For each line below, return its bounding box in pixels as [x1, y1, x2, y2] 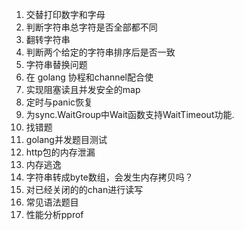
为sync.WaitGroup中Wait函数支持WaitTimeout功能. [25, 109, 235, 120]
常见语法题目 [25, 196, 79, 208]
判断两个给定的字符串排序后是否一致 [25, 46, 176, 58]
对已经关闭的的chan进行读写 [25, 184, 144, 195]
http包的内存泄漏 [25, 146, 96, 158]
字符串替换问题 [25, 59, 88, 70]
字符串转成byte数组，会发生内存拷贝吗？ [25, 171, 194, 183]
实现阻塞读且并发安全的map [25, 84, 141, 95]
